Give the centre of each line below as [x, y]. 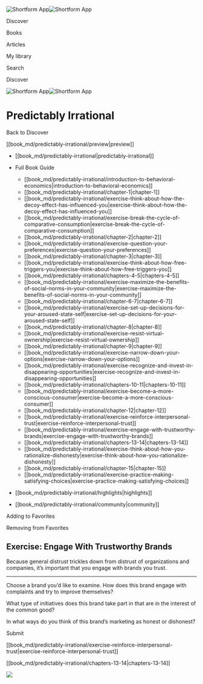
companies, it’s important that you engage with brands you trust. [87, 567]
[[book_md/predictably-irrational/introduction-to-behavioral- [99, 179]
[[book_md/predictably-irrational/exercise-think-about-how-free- [105, 262]
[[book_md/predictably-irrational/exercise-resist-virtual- [94, 333]
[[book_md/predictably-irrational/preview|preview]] [70, 144]
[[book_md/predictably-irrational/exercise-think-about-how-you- [105, 449]
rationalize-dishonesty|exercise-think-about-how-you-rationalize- [106, 455]
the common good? [31, 610]
